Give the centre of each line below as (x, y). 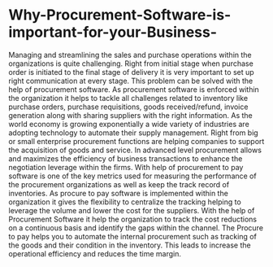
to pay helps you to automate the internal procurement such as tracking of (133, 236)
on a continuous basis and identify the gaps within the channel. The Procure (136, 228)
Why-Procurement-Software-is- (120, 15)
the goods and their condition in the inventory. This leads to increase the (130, 245)
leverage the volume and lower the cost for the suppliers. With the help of (132, 210)
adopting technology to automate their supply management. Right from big (133, 133)
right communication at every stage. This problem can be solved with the (131, 81)
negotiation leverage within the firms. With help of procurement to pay (126, 167)
